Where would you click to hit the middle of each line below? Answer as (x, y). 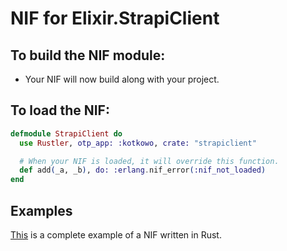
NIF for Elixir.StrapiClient (115, 18)
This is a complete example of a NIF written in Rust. (116, 235)
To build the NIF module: (88, 55)
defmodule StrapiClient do (66, 133)
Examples (41, 210)
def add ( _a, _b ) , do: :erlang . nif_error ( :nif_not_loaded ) (143, 170)
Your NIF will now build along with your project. (122, 79)
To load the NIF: (60, 110)
